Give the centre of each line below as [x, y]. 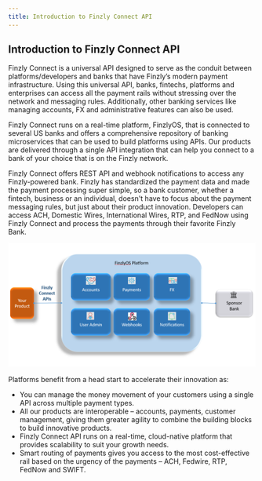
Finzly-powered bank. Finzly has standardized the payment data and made [129, 182]
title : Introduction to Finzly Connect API [80, 16]
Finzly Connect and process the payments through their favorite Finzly [122, 224]
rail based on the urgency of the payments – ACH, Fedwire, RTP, [123, 461]
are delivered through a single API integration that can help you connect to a [131, 150]
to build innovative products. [65, 428]
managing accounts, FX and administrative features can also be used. [121, 110]
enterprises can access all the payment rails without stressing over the [122, 93]
